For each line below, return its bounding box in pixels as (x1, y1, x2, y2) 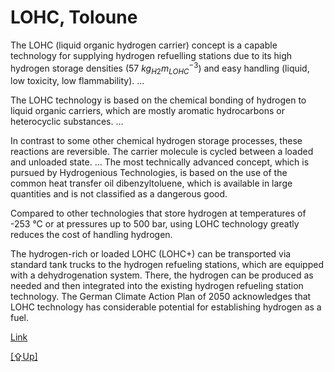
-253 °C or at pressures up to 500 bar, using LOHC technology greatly (10, 218, 300, 230)
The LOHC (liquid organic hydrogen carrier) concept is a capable (10, 39, 278, 51)
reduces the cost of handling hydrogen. (10, 229, 173, 241)
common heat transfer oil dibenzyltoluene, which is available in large (10, 177, 293, 190)
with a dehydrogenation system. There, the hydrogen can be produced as (10, 269, 314, 281)
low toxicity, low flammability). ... (10, 75, 145, 87)
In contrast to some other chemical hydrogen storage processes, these (10, 135, 303, 147)
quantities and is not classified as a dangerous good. (10, 188, 228, 200)
